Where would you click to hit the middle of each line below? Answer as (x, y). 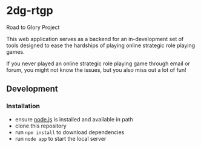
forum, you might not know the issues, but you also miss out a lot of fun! (96, 69)
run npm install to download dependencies (70, 132)
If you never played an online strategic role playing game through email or (98, 63)
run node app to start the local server (61, 138)
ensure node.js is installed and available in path (74, 119)
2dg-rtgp (30, 11)
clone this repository (41, 126)
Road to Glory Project (33, 27)
